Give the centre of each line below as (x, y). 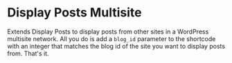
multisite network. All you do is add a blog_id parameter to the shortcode (111, 38)
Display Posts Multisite (74, 13)
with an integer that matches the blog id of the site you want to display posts (116, 46)
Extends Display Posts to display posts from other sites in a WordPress (108, 32)
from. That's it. (28, 53)
